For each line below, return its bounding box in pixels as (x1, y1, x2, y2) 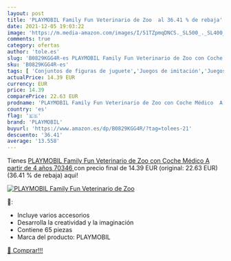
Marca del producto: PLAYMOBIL (16, 233, 111, 241)
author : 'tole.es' (7, 49, 60, 56)
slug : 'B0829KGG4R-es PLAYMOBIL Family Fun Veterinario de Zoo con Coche (7, 55, 223, 62)
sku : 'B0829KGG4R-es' (7, 61, 69, 68)
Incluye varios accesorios (16, 211, 90, 220)
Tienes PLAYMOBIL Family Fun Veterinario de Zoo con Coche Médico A (7, 157, 210, 165)
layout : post (7, 10, 45, 17)
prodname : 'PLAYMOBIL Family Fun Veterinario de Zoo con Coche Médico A (7, 100, 223, 106)
